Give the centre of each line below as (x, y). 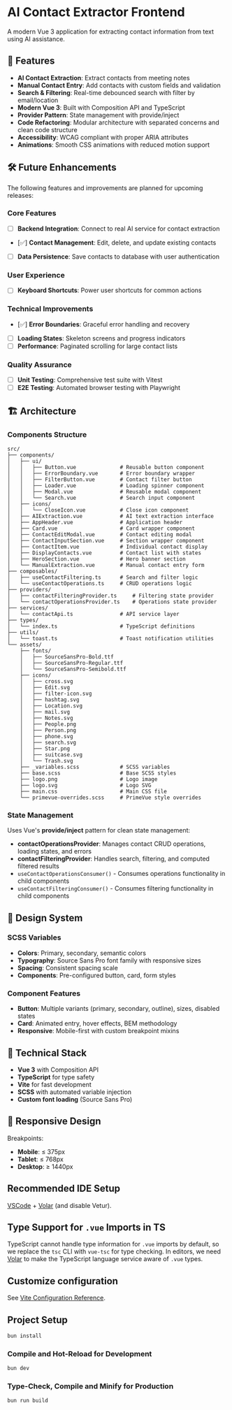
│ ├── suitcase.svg (51, 755)
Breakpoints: (26, 1138)
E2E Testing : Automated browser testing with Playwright (99, 388)
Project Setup (38, 1319)
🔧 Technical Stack (47, 1053)
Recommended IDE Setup (64, 1189)
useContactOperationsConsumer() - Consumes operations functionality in (121, 874)
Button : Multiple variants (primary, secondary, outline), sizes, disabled (118, 1009)
